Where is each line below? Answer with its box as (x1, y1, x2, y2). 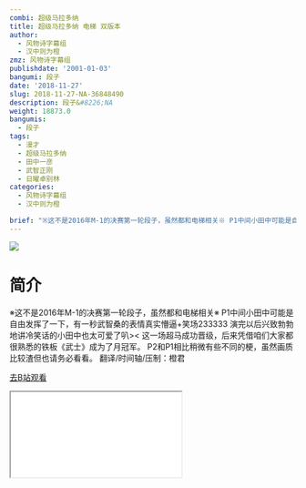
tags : (9, 132, 30, 141)
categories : (9, 183, 55, 192)
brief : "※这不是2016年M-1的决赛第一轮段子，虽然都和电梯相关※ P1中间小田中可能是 (9, 216, 292, 225)
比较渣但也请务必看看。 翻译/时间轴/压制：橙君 (9, 352, 186, 363)
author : (9, 30, 39, 39)
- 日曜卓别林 (17, 174, 61, 183)
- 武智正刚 (17, 166, 54, 175)
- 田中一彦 (17, 157, 54, 167)
